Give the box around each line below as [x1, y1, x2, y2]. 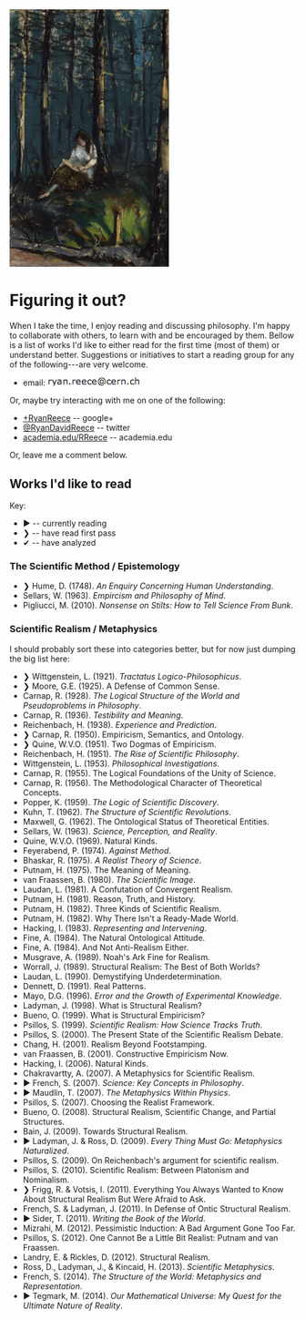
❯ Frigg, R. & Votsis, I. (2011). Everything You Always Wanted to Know [22, 1183, 284, 1194]
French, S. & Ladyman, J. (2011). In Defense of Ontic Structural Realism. [22, 1202, 291, 1214]
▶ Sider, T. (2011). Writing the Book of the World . [22, 1213, 207, 1223]
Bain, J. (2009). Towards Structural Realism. [22, 1125, 188, 1137]
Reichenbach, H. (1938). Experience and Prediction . [22, 719, 217, 730]
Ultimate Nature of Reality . [22, 1300, 123, 1311]
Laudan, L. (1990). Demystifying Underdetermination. [22, 970, 223, 982]
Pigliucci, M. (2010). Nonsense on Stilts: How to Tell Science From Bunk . [22, 600, 294, 611]
